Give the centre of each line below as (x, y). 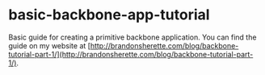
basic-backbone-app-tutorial (109, 15)
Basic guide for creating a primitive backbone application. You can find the (132, 37)
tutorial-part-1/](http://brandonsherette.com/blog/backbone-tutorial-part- (131, 54)
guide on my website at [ (50, 45)
